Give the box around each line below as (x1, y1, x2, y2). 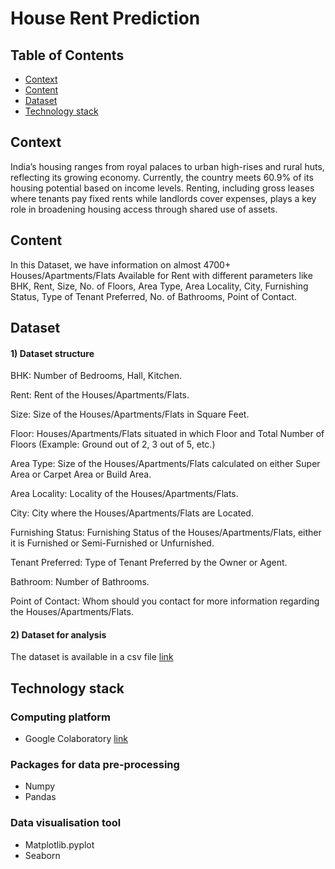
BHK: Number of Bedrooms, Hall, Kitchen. (10, 370, 183, 382)
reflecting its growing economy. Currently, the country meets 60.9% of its (10, 171, 314, 183)
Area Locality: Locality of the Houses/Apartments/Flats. (10, 488, 239, 500)
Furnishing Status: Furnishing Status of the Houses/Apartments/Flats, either (10, 527, 322, 539)
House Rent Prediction (10, 7, 201, 30)
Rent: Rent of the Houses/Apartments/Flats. (10, 389, 190, 401)
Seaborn (24, 849, 61, 861)
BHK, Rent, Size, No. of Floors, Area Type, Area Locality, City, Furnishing (10, 280, 309, 292)
